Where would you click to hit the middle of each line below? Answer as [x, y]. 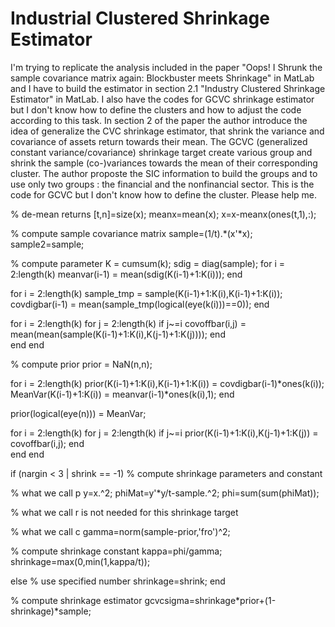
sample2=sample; [47, 244]
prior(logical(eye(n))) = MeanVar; [78, 413]
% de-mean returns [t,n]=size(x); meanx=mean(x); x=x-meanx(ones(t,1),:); [163, 214]
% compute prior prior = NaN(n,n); [81, 364]
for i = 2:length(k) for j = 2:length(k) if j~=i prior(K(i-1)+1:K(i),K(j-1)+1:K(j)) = [164, 433]
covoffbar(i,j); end [47, 443]
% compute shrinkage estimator [76, 600]
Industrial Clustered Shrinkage [140, 18]
